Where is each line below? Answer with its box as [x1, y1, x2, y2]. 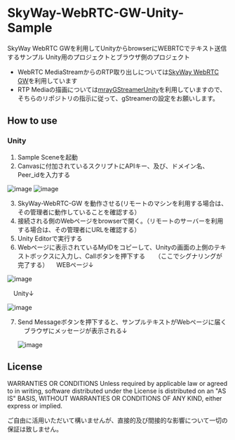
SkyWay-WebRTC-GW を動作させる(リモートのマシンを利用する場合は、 [17, 199, 228, 207]
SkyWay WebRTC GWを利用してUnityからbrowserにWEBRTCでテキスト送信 [7, 44, 227, 52]
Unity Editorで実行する [17, 234, 83, 242]
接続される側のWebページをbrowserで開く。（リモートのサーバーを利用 [17, 216, 224, 225]
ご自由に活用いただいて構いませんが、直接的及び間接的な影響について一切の [7, 416, 228, 425]
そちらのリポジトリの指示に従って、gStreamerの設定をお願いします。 [17, 93, 220, 103]
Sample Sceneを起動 [17, 153, 79, 161]
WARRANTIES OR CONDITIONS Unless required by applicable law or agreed [7, 380, 228, 388]
